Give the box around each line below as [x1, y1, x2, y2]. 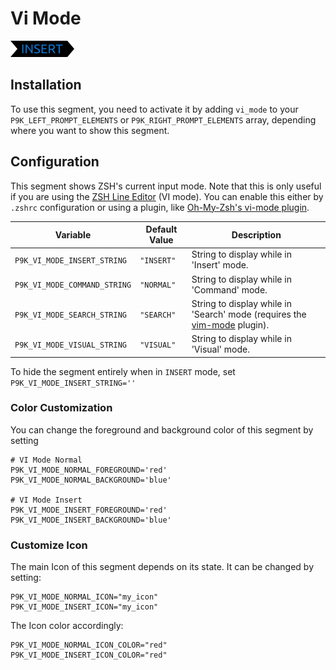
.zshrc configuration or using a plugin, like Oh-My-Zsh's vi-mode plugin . [10, 201, 310, 213]
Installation [10, 77, 82, 94]
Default [145, 223, 178, 236]
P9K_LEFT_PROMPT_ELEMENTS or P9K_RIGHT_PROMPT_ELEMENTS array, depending [10, 113, 317, 126]
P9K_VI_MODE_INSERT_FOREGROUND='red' [10, 505, 168, 515]
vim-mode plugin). [191, 318, 270, 331]
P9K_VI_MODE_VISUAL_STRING [14, 340, 127, 350]
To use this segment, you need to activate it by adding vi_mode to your [10, 103, 299, 115]
